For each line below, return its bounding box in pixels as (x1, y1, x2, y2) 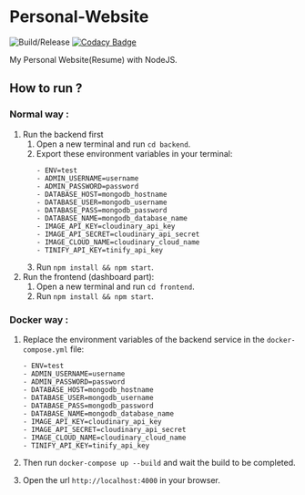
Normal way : (9, 108, 70, 120)
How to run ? (9, 80, 83, 97)
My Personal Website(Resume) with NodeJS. (9, 54, 178, 65)
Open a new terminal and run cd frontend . (36, 281, 196, 292)
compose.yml (22, 345, 68, 355)
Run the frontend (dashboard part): (22, 271, 155, 282)
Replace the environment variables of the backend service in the (22, 334, 266, 345)
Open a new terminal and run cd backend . (36, 139, 191, 150)
